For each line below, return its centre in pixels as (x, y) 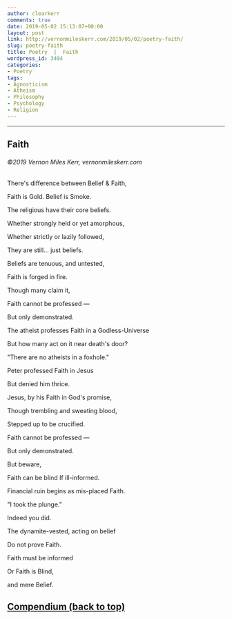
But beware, (24, 464)
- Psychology (26, 104)
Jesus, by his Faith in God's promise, (60, 397)
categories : (24, 65)
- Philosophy (26, 97)
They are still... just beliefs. (45, 250)
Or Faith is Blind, (30, 571)
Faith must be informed (40, 558)
